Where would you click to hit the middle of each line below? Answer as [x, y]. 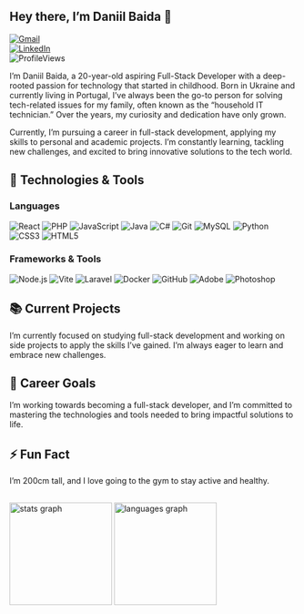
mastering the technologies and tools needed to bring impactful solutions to [152, 414]
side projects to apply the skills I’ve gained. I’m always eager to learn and [147, 345]
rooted [22, 85]
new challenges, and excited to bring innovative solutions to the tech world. [151, 151]
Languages [35, 206]
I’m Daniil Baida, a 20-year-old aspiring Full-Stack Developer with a [135, 76]
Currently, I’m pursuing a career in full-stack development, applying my [143, 132]
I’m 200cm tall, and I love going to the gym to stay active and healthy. [140, 481]
